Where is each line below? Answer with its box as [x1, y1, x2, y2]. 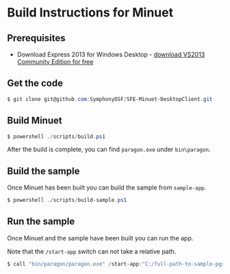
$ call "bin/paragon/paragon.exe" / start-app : [7, 260, 142, 267]
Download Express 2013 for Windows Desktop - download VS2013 [16, 50, 205, 58]
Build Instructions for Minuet [7, 5, 173, 21]
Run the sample [7, 216, 75, 227]
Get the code [7, 78, 64, 89]
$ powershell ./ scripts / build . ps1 [7, 133, 106, 140]
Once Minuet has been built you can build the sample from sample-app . [7, 183, 207, 192]
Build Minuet [7, 115, 63, 126]
